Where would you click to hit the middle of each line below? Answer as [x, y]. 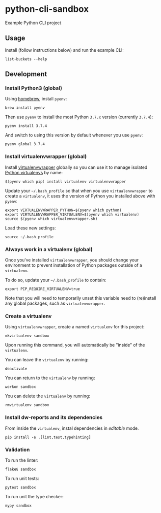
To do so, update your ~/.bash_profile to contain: [56, 280]
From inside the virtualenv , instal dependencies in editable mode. [72, 428]
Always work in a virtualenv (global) [49, 249]
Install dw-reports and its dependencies [54, 417]
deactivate [16, 369]
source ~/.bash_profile [29, 237]
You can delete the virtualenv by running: [48, 396]
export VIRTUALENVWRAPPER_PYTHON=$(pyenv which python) [63, 210]
